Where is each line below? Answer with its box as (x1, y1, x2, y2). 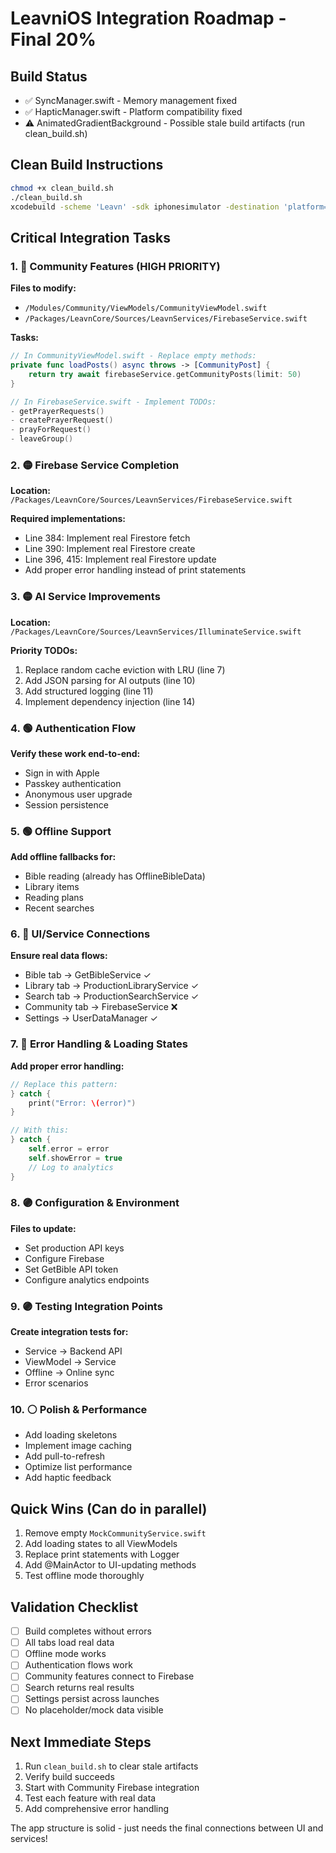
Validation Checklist (10, 1598, 139, 1616)
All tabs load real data (24, 1637, 115, 1649)
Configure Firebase (24, 1252, 105, 1264)
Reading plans (24, 892, 85, 904)
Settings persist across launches (24, 1693, 160, 1705)
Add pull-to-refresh (24, 1450, 106, 1462)
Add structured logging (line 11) (24, 685, 154, 697)
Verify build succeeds (24, 1771, 115, 1783)
